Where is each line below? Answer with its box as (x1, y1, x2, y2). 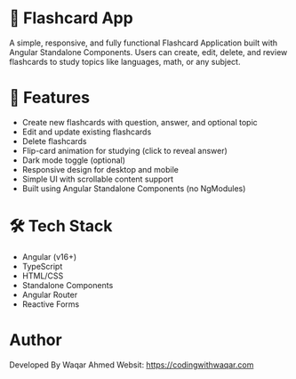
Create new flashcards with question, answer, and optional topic (21, 117, 258, 127)
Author (9, 330, 62, 350)
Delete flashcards (21, 135, 87, 146)
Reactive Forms (21, 298, 80, 310)
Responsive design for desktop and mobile (21, 164, 180, 174)
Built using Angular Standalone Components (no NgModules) (21, 182, 246, 194)
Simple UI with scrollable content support (21, 173, 174, 184)
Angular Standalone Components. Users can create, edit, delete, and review (9, 46, 288, 57)
